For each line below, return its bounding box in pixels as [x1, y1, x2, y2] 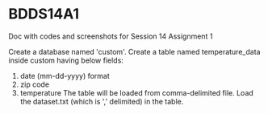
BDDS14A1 [8, 5, 79, 23]
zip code [19, 79, 50, 89]
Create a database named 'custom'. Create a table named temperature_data [8, 47, 261, 56]
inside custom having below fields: [8, 55, 124, 65]
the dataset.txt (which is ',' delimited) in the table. [19, 96, 184, 106]
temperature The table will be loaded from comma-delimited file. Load [19, 88, 254, 97]
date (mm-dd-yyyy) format [19, 71, 111, 80]
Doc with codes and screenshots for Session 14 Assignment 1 [8, 31, 213, 41]
